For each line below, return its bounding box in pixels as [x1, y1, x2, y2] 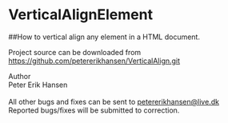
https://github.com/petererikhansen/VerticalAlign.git [8, 56, 181, 65]
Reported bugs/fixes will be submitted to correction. [8, 105, 180, 115]
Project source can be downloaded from [8, 47, 142, 57]
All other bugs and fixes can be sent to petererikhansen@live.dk [8, 97, 220, 106]
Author [8, 71, 31, 81]
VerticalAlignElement [8, 6, 154, 24]
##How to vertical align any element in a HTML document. [8, 32, 200, 42]
